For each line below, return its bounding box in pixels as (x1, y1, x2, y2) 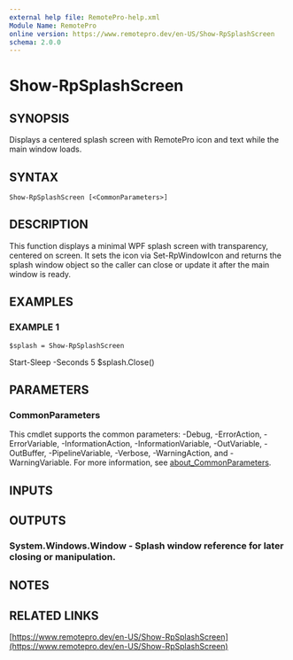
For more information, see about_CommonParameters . (73, 457, 272, 468)
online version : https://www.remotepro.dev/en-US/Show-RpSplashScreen (9, 29, 275, 38)
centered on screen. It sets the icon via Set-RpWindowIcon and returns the (9, 250, 281, 260)
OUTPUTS (9, 513, 66, 528)
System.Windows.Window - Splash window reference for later (9, 540, 284, 552)
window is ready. (9, 268, 72, 279)
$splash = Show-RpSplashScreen (9, 341, 125, 350)
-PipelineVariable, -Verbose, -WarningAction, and (48, 448, 228, 459)
